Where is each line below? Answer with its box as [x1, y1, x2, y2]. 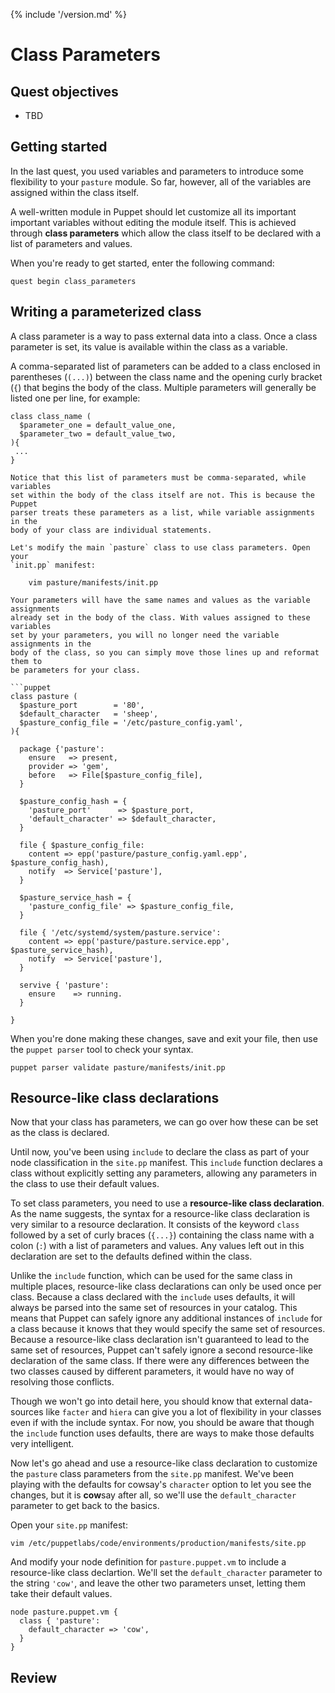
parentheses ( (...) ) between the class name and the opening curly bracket [10, 370, 323, 383]
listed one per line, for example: [10, 392, 141, 404]
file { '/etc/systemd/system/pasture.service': [19, 927, 222, 938]
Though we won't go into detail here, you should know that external [10, 1395, 289, 1408]
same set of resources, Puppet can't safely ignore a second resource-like [10, 1344, 314, 1356]
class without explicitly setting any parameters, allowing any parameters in [10, 1167, 318, 1179]
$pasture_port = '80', [19, 700, 145, 710]
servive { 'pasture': [19, 980, 110, 990]
